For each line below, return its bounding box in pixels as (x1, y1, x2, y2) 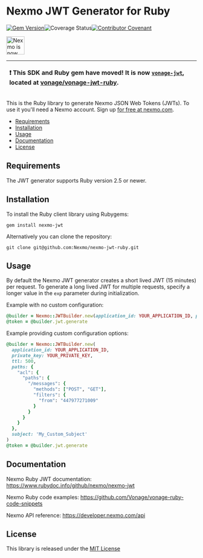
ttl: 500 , (11, 358, 36, 364)
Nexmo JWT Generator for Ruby (6, 4, 170, 18)
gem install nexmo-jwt (6, 222, 63, 228)
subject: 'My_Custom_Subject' (11, 431, 88, 438)
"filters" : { (33, 392, 66, 398)
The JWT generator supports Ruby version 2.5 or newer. (6, 177, 147, 184)
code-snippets (6, 500, 43, 507)
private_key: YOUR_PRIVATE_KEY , (11, 352, 94, 358)
